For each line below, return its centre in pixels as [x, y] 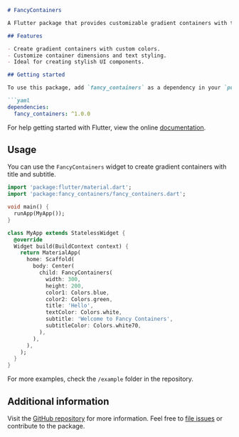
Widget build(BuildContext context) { [71, 246]
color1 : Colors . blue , [78, 293]
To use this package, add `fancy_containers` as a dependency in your [114, 88]
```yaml [19, 100]
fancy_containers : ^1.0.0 [52, 114]
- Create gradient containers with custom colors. [84, 49]
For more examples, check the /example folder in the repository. [101, 379]
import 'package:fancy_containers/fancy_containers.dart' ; [97, 194]
